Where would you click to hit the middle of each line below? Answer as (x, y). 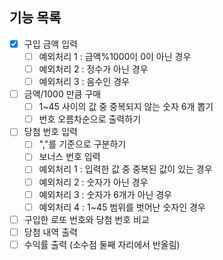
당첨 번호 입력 (50, 132)
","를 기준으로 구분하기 (82, 144)
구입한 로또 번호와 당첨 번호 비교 (86, 219)
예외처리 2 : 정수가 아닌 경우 (93, 69)
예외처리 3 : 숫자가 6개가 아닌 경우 (105, 194)
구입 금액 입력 (50, 44)
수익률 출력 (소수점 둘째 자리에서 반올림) (102, 244)
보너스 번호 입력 (69, 157)
